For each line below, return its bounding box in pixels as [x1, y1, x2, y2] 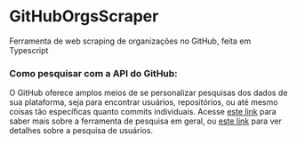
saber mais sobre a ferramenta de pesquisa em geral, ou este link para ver [9, 116, 282, 126]
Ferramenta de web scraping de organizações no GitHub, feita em [9, 36, 252, 46]
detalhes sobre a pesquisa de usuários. [9, 125, 154, 136]
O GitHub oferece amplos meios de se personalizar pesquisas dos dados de [9, 87, 288, 99]
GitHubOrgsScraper [9, 6, 159, 27]
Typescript [9, 44, 49, 55]
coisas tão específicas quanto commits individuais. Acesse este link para [9, 107, 277, 117]
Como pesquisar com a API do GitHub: [9, 67, 178, 79]
